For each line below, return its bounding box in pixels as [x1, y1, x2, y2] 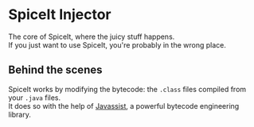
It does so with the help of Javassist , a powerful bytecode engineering [8, 101, 240, 110]
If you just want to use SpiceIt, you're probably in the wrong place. [8, 40, 227, 49]
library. [8, 110, 32, 119]
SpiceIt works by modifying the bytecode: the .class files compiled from [8, 84, 247, 94]
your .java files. [8, 93, 61, 102]
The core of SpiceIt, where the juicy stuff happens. [8, 32, 175, 41]
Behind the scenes [8, 63, 103, 77]
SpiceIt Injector [8, 6, 111, 24]
